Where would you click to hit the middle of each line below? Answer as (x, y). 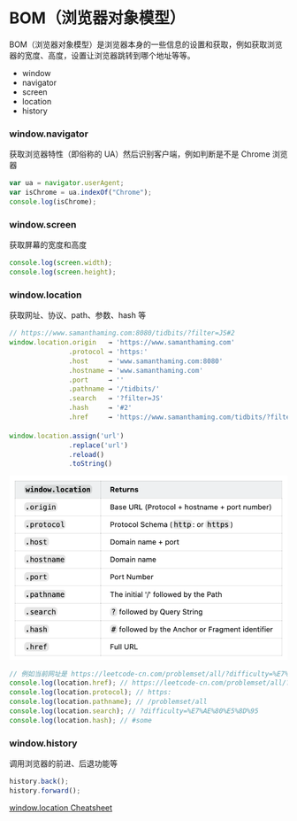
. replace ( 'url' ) (98, 445)
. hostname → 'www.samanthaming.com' (136, 370)
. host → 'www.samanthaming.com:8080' (146, 361)
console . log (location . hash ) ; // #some (80, 720)
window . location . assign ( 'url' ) (67, 436)
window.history (43, 743)
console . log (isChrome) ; (53, 201)
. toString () (91, 464)
